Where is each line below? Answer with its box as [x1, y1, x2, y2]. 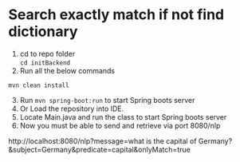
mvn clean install [8, 81, 69, 89]
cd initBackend [19, 58, 71, 67]
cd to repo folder [19, 49, 76, 58]
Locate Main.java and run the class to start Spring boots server [19, 112, 227, 121]
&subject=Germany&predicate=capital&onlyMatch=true [8, 144, 191, 154]
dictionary [8, 22, 78, 41]
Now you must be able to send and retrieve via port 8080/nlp [19, 121, 221, 130]
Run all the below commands [19, 65, 116, 75]
